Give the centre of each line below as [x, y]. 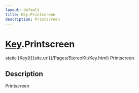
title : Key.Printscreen [30, 15]
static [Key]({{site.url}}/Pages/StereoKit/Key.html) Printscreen [70, 58]
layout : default [22, 10]
